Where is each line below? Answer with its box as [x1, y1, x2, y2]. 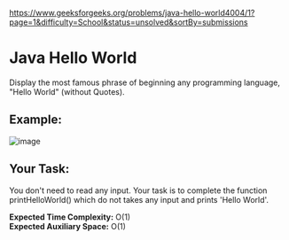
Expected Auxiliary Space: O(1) [9, 221, 127, 231]
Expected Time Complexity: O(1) [9, 212, 131, 222]
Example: [9, 112, 62, 128]
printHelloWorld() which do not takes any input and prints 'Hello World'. [9, 194, 269, 205]
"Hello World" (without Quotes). [9, 86, 126, 97]
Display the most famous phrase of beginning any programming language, [9, 77, 281, 88]
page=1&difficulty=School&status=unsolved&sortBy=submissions [9, 17, 248, 27]
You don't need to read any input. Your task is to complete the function [9, 185, 268, 196]
